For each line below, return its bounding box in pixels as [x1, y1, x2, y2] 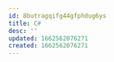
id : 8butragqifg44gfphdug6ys [8, 11, 107, 20]
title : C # [8, 19, 42, 27]
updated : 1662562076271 [8, 34, 89, 43]
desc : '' [8, 27, 38, 35]
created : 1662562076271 [8, 42, 89, 50]
